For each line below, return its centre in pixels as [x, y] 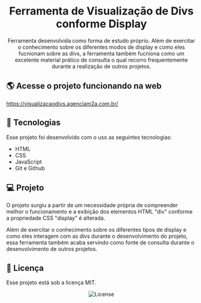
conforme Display [101, 24]
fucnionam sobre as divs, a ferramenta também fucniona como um [101, 53]
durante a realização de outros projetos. [101, 66]
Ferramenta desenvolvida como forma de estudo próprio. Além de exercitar [101, 40]
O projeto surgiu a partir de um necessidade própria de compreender [92, 205]
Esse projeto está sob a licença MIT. [51, 282]
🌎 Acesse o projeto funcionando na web [84, 86]
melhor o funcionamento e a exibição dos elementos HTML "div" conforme [100, 212]
